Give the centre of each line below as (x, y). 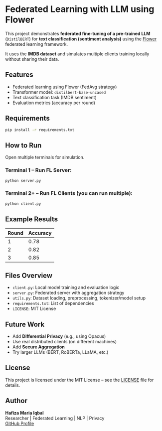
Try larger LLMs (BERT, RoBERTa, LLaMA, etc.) (60, 352)
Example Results (32, 219)
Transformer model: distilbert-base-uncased (59, 92)
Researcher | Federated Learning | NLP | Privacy (55, 418)
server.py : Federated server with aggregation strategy (68, 293)
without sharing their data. (32, 59)
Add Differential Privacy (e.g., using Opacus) (59, 336)
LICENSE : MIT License (34, 309)
